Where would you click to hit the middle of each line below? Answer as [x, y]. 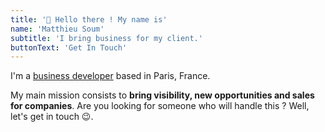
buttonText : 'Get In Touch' [69, 47]
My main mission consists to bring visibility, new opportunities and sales [162, 95]
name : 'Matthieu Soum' [57, 29]
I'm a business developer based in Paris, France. [110, 76]
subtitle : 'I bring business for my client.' [106, 38]
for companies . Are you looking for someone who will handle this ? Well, [160, 106]
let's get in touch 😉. [52, 117]
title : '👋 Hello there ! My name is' [89, 19]
